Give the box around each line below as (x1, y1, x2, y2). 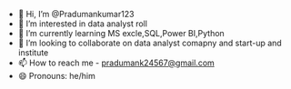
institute (17, 47, 49, 58)
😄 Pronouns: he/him (17, 71, 95, 81)
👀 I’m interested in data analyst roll (17, 18, 148, 29)
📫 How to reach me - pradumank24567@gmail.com (17, 57, 216, 68)
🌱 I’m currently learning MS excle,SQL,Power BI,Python (17, 28, 225, 38)
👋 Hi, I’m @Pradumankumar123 (17, 9, 135, 19)
